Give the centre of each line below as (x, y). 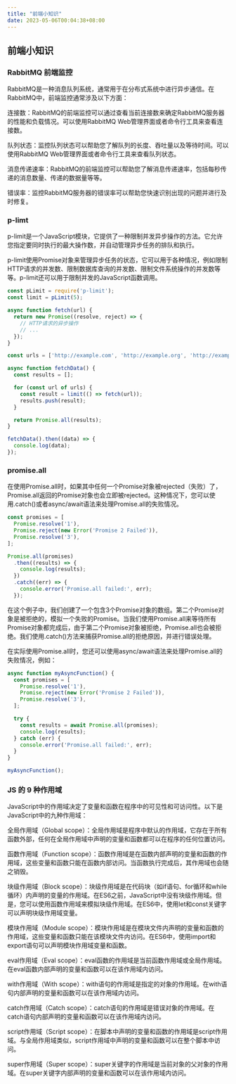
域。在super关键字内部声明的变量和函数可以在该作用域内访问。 (99, 1073)
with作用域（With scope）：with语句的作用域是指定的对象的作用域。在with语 (117, 984)
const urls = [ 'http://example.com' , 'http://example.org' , (97, 356)
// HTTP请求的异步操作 (49, 323)
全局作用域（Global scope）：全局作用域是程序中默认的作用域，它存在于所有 (117, 830)
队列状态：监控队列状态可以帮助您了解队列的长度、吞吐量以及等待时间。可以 (118, 146)
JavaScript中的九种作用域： (47, 815)
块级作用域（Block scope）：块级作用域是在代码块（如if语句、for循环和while (117, 886)
